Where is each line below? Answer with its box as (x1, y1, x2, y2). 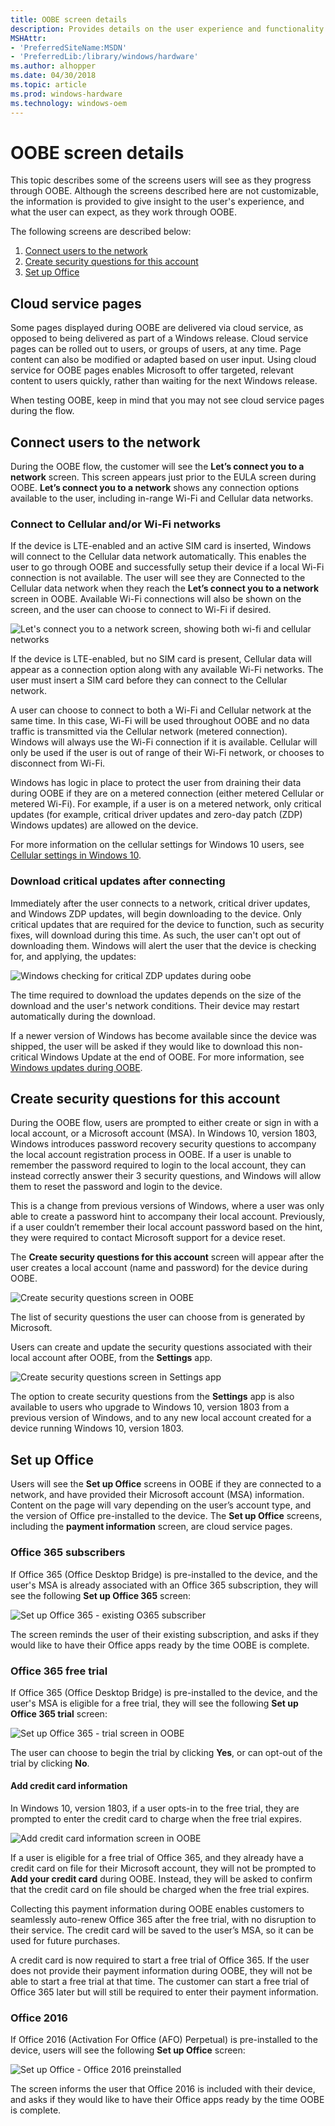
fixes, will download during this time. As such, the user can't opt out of (10, 929, 302, 941)
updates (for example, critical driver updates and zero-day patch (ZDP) (10, 809, 303, 821)
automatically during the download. (10, 1010, 156, 1022)
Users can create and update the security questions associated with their (10, 1341, 313, 1353)
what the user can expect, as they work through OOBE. (10, 206, 237, 218)
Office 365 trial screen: (10, 1707, 108, 1720)
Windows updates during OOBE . (10, 1061, 143, 1073)
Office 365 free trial (10, 1664, 108, 1678)
